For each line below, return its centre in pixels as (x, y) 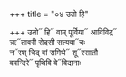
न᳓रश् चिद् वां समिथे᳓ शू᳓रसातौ (53, 53)
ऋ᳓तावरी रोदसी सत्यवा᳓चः (48, 42)
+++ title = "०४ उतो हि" (49, 14)
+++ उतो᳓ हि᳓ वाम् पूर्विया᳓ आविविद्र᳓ (63, 32)
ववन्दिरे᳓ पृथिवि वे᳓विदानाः (45, 63)
